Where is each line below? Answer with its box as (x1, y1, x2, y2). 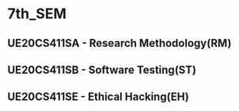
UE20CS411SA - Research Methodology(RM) (7, 36, 232, 50)
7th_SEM (7, 5, 66, 23)
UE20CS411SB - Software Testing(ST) (7, 63, 197, 76)
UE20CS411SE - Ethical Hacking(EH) (7, 90, 189, 104)
